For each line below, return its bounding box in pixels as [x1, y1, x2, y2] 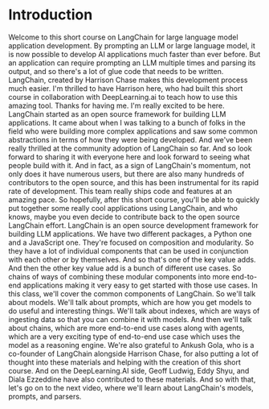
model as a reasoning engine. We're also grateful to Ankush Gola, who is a [8, 340, 255, 349]
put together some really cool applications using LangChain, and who [8, 203, 238, 213]
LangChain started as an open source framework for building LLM [8, 109, 226, 118]
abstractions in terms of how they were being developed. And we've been [8, 134, 253, 144]
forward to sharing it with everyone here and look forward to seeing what [8, 151, 251, 162]
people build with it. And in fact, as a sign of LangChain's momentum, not [8, 160, 251, 170]
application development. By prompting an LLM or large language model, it [8, 40, 255, 50]
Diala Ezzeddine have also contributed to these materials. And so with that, [8, 374, 256, 384]
